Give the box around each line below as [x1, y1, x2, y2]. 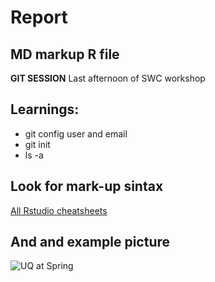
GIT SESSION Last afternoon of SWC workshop [10, 72, 206, 84]
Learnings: [10, 101, 80, 118]
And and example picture [10, 234, 171, 251]
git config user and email [24, 127, 128, 140]
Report [10, 6, 68, 29]
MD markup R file [10, 46, 120, 63]
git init [24, 138, 51, 150]
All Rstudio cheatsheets [10, 204, 108, 216]
